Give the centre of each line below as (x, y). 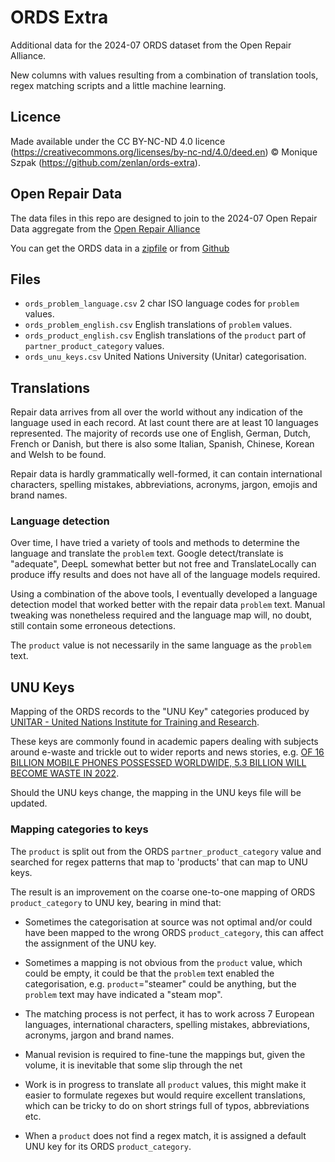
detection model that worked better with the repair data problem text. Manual (168, 605)
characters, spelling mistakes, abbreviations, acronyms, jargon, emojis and (164, 485)
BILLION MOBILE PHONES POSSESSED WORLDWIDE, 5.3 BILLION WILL (158, 763)
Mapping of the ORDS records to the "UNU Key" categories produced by (160, 712)
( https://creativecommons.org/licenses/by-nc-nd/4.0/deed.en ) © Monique (164, 152)
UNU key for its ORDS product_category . (108, 1146)
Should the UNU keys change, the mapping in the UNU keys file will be (156, 793)
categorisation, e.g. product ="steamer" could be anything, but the (160, 983)
